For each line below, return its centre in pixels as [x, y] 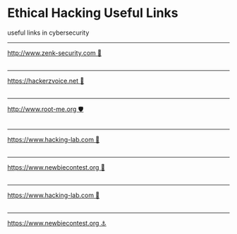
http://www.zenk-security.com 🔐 [55, 53]
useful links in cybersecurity [48, 33]
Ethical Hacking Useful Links [93, 13]
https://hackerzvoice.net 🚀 [46, 81]
